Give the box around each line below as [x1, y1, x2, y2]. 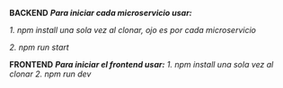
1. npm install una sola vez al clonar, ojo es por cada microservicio [9, 25, 256, 35]
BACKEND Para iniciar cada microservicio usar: [9, 8, 193, 18]
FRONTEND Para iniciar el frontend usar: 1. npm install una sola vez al [9, 60, 274, 69]
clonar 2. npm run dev [9, 68, 92, 79]
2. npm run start [9, 42, 69, 52]
